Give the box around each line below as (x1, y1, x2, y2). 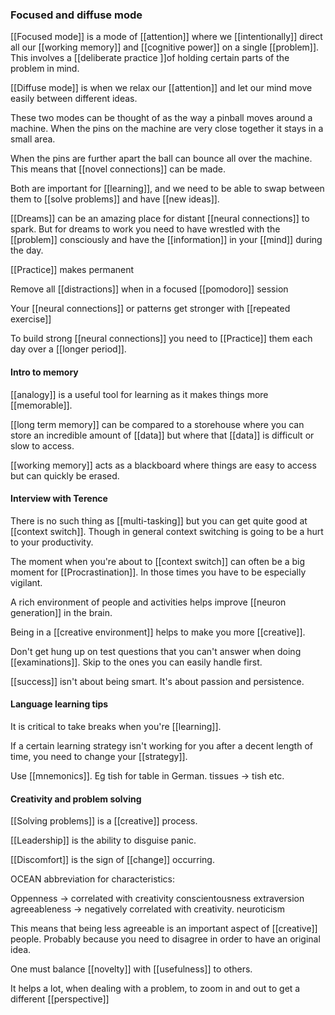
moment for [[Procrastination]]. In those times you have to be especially (10, 566, 307, 578)
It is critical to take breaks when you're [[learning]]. (10, 720, 222, 732)
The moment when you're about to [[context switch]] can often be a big (10, 555, 306, 567)
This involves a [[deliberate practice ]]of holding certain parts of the (10, 52, 290, 64)
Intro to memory (10, 366, 79, 378)
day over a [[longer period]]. (10, 343, 127, 355)
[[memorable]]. (10, 399, 73, 411)
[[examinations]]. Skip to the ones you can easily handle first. (10, 656, 263, 668)
